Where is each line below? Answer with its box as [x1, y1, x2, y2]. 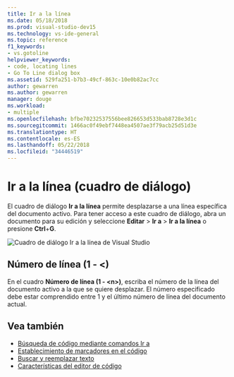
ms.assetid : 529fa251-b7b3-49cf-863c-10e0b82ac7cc [7, 76, 159, 83]
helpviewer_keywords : [7, 56, 71, 64]
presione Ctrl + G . [7, 224, 56, 233]
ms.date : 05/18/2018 [7, 17, 68, 24]
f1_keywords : [7, 43, 46, 50]
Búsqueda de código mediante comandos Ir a [17, 339, 150, 347]
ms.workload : [7, 102, 46, 109]
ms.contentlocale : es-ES [7, 135, 80, 142]
